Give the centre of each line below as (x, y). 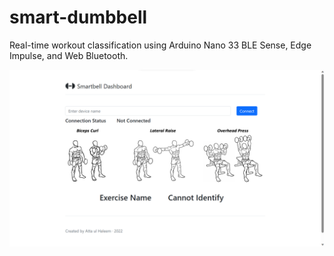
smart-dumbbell (78, 17)
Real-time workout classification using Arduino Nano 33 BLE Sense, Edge (160, 45)
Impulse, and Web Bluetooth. (69, 55)
